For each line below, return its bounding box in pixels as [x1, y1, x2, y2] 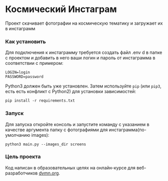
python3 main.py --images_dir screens [5, 142, 86, 147]
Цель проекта [5, 153, 41, 160]
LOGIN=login [5, 70, 30, 75]
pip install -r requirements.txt [5, 98, 75, 104]
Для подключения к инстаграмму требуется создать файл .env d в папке [5, 49, 162, 56]
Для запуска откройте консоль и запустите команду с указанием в [5, 121, 149, 127]
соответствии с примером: [5, 60, 64, 66]
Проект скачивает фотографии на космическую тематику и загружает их [5, 20, 163, 26]
